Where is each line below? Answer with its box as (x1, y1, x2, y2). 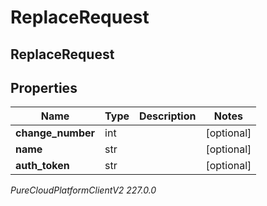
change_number (15, 126, 96, 140)
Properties (10, 79, 78, 96)
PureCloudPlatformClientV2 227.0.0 (10, 184, 157, 196)
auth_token (15, 159, 70, 173)
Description (139, 109, 197, 123)
